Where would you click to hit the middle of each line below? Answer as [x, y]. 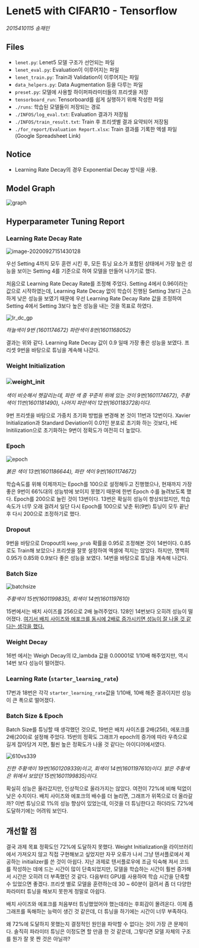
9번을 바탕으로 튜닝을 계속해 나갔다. [58, 350]
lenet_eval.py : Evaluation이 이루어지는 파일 [67, 69]
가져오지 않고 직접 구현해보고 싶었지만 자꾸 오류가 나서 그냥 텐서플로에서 [100, 854]
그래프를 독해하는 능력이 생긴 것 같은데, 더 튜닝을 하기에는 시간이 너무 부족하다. [97, 911]
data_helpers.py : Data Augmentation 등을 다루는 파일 [79, 84]
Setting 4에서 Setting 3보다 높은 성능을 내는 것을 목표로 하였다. [80, 306]
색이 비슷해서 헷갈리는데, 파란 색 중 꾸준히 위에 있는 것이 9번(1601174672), [93, 396]
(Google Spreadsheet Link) [48, 135]
